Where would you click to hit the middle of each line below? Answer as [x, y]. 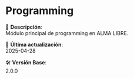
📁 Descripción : [24, 27]
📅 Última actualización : [34, 44]
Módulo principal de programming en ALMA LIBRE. [67, 33]
